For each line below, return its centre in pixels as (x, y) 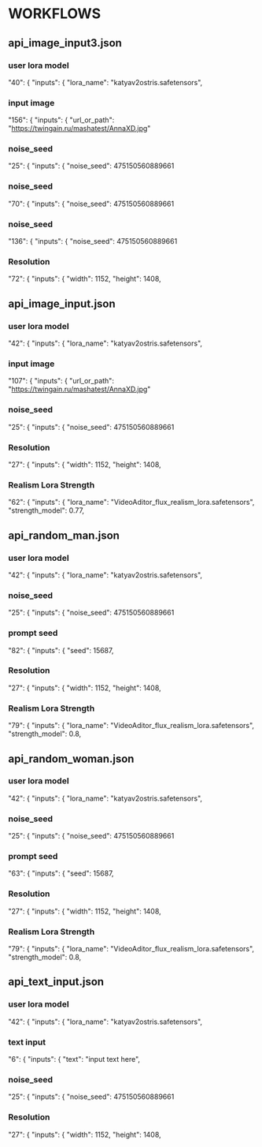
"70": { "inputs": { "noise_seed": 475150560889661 (91, 204)
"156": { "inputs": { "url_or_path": (61, 120)
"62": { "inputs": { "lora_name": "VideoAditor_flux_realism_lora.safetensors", (131, 503)
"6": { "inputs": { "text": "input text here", (74, 1059)
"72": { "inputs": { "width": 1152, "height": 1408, (85, 279)
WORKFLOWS (55, 14)
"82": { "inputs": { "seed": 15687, (61, 650)
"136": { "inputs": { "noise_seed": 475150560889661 (93, 241)
